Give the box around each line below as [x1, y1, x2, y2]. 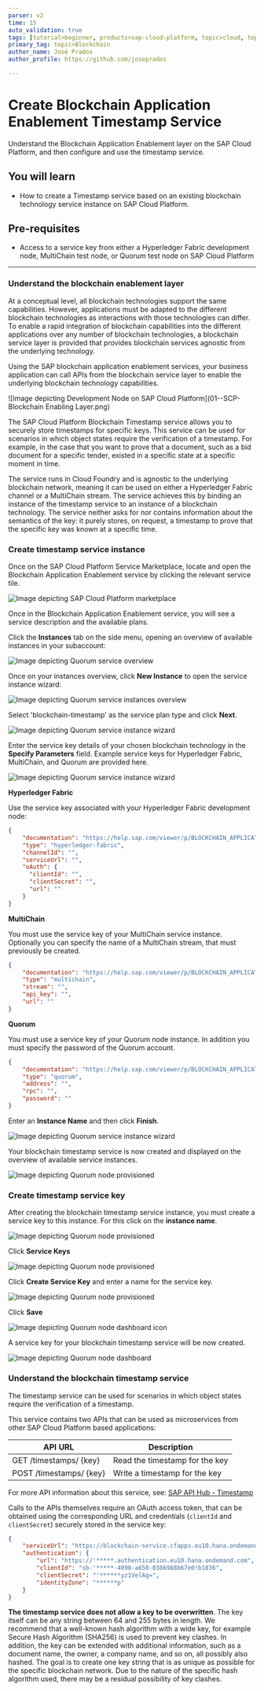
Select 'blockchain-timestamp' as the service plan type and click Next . [8, 710, 237, 720]
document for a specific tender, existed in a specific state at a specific [8, 450, 236, 460]
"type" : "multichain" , [22, 976, 97, 984]
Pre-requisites [8, 222, 80, 236]
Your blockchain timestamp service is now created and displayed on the [8, 1146, 241, 1156]
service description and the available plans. [8, 617, 149, 627]
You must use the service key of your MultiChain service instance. [8, 929, 222, 938]
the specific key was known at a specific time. [8, 524, 158, 533]
